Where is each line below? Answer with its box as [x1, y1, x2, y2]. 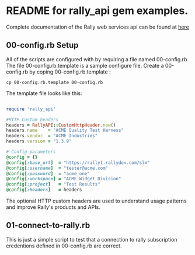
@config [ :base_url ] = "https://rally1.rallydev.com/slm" [6, 159, 150, 166]
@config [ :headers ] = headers [6, 187, 82, 193]
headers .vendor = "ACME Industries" [6, 133, 98, 139]
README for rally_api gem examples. [6, 4, 189, 18]
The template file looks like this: [6, 89, 82, 97]
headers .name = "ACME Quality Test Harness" [6, 127, 124, 134]
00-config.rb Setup [6, 40, 79, 50]
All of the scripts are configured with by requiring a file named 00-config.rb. [6, 55, 189, 62]
